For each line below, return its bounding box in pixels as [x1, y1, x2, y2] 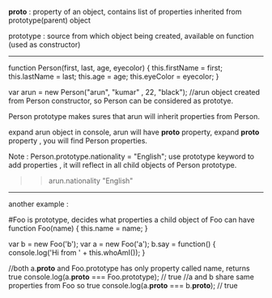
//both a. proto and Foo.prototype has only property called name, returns [8, 263, 250, 273]
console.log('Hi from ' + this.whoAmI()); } [8, 248, 146, 258]
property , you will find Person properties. [8, 136, 148, 145]
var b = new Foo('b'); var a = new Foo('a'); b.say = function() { [8, 239, 216, 249]
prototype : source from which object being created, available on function [8, 32, 254, 40]
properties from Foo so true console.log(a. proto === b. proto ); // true [8, 281, 238, 290]
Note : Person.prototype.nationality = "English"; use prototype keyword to [8, 151, 255, 161]
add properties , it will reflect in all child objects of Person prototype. [8, 160, 237, 169]
